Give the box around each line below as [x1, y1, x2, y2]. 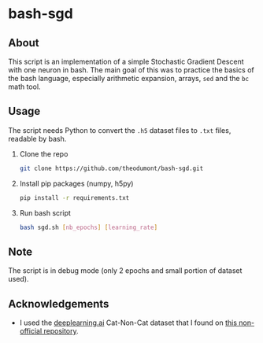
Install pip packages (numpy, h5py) [19, 179, 134, 188]
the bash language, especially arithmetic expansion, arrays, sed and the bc [8, 74, 250, 83]
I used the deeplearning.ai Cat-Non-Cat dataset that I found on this [19, 318, 238, 327]
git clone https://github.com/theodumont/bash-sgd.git [19, 164, 204, 172]
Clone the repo [19, 149, 69, 158]
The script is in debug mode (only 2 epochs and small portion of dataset [8, 266, 243, 275]
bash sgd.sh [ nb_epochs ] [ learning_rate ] [19, 223, 158, 231]
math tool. [8, 82, 41, 91]
